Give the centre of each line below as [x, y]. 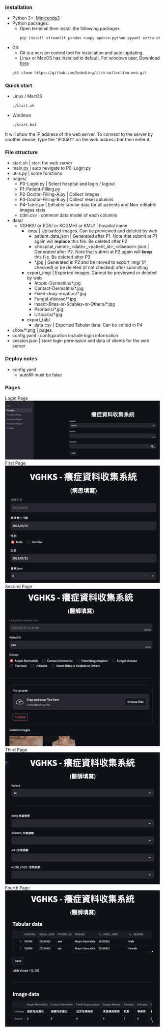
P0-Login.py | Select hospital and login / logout [67, 184]
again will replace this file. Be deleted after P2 [81, 241]
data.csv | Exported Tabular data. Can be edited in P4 [88, 325]
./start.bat [24, 125]
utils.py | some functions [37, 173]
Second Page [19, 587]
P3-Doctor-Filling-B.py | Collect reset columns [67, 200]
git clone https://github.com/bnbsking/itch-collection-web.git [79, 73]
